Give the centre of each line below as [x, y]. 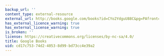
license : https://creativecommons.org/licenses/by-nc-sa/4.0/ [70, 37]
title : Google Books [26, 41]
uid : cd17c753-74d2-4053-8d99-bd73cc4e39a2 [50, 46]
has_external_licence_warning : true [42, 23]
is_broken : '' [20, 32]
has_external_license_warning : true [42, 28]
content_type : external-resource [39, 14]
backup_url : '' [20, 9]
